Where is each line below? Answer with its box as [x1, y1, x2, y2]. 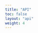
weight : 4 [5, 20, 25, 26]
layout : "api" [5, 16, 34, 21]
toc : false [5, 12, 27, 16]
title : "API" [5, 7, 32, 12]
